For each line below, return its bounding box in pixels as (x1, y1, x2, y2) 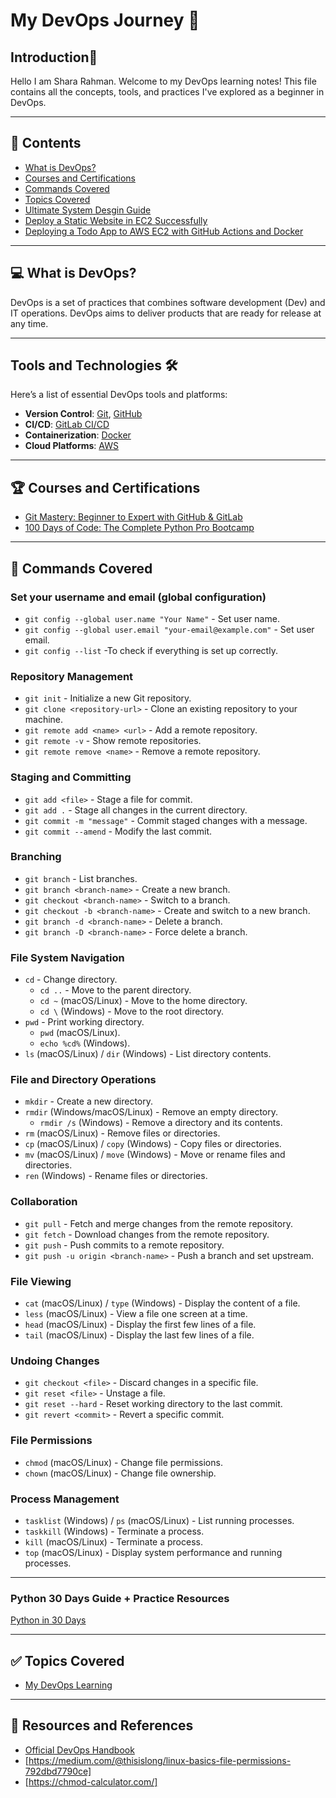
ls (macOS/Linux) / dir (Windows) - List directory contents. (24, 1048, 272, 1060)
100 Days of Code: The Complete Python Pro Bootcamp (24, 522, 255, 534)
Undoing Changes (10, 1354, 100, 1368)
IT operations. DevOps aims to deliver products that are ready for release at (10, 307, 322, 319)
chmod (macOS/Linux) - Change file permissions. (24, 1456, 223, 1468)
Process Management (10, 1492, 120, 1506)
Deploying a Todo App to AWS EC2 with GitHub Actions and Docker (24, 225, 304, 237)
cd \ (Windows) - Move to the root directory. (39, 1005, 225, 1018)
